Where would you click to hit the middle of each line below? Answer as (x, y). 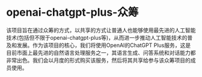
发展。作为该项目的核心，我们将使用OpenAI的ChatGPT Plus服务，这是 (104, 45)
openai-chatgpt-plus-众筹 (72, 12)
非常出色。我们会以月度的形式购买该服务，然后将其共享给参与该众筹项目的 (98, 60)
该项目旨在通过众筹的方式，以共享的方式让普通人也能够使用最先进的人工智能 (101, 30)
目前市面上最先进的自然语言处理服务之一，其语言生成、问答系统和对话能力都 (101, 52)
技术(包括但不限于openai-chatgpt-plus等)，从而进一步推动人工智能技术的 (97, 37)
